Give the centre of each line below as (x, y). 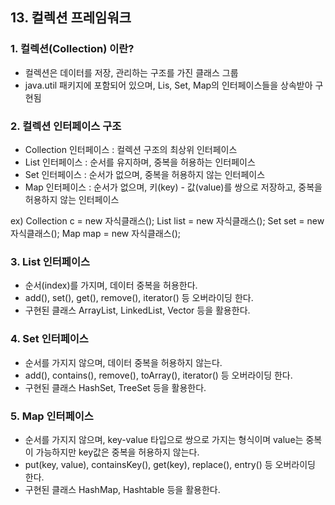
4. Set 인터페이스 (49, 339)
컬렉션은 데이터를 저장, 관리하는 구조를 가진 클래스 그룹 (131, 72)
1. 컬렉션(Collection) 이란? (72, 49)
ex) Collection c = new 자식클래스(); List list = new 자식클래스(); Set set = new (167, 220)
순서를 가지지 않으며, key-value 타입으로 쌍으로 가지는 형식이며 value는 (164, 439)
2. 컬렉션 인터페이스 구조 (66, 126)
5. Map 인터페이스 (52, 416)
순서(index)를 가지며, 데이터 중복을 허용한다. (111, 285)
